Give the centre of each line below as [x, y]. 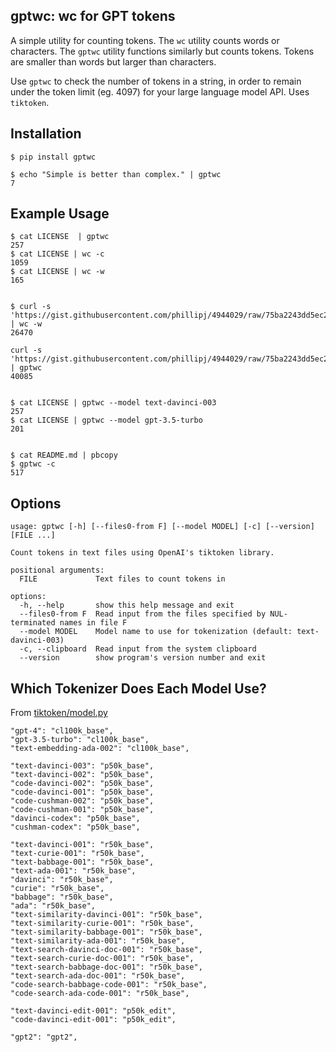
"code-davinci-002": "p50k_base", [82, 784]
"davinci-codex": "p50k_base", [75, 819]
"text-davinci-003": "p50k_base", [82, 766]
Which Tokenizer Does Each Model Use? [138, 688]
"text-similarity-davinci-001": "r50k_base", [106, 915]
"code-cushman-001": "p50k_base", [82, 810]
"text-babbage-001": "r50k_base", [82, 862]
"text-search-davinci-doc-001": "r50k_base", [106, 950]
